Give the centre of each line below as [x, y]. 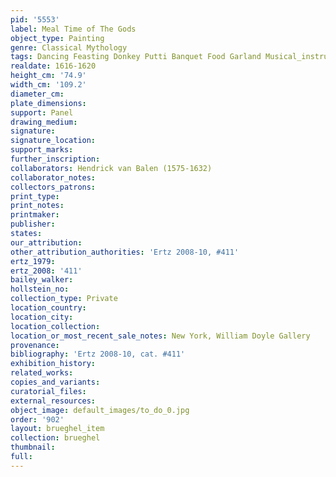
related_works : [42, 373]
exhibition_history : [53, 364]
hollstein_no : [40, 289]
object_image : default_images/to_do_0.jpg [100, 410]
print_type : [35, 196]
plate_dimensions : [48, 103]
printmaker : [35, 215]
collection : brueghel [55, 438]
